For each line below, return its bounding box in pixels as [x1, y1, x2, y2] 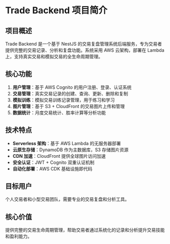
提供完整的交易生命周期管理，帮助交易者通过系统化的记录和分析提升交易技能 [5, 227, 165, 233]
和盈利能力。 [5, 233, 32, 239]
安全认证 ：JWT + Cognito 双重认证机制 [12, 159, 95, 165]
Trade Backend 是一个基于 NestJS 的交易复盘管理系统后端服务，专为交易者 [5, 41, 162, 47]
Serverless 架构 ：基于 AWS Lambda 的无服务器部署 [12, 140, 121, 146]
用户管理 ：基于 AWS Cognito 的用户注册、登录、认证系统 [12, 84, 132, 90]
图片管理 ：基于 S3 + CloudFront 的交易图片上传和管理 [12, 103, 125, 109]
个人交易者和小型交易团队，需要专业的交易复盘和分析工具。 [5, 196, 130, 202]
